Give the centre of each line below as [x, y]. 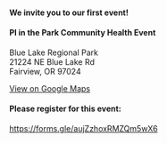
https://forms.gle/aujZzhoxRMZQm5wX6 [83, 128]
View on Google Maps [50, 88]
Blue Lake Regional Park [54, 52]
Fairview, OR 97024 [46, 71]
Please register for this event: [66, 109]
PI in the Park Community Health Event [83, 33]
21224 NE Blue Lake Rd [52, 61]
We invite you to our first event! [69, 12]
